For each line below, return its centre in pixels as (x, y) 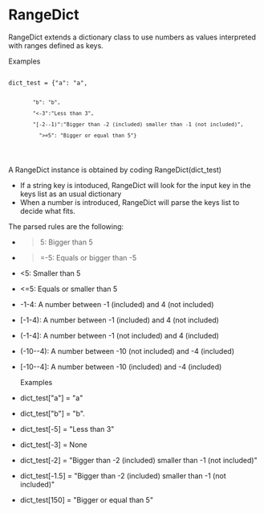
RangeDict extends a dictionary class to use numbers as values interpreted (132, 37)
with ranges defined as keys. (56, 45)
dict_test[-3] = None (53, 445)
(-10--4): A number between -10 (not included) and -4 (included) (127, 351)
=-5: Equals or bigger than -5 (88, 257)
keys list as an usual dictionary (71, 194)
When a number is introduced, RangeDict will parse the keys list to (130, 202)
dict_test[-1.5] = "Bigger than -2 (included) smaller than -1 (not (123, 475)
